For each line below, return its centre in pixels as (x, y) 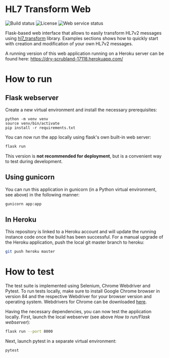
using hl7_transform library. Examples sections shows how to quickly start (82, 38)
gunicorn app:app (23, 204)
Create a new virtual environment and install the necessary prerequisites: (81, 110)
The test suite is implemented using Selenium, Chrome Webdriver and (78, 286)
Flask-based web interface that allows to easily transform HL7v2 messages (83, 33)
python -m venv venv (27, 119)
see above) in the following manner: (42, 194)
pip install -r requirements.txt (40, 128)
